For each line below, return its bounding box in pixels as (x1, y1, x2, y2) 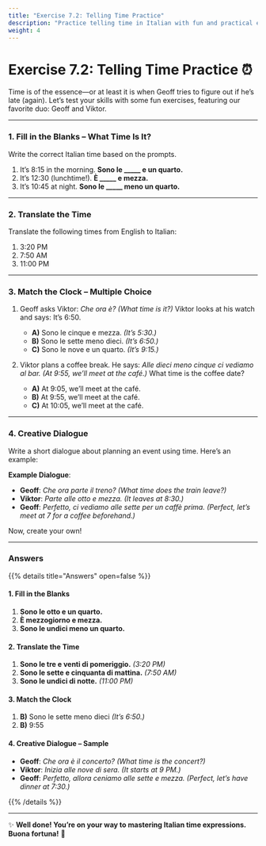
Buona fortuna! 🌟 (8, 829, 66, 838)
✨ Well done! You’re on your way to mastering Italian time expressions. (8, 820, 247, 829)
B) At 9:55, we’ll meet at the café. (31, 392, 140, 402)
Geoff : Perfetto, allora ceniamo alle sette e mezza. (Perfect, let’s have (19, 773, 249, 783)
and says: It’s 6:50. (19, 312, 82, 322)
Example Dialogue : (8, 469, 71, 480)
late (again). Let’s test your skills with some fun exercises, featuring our (8, 96, 241, 105)
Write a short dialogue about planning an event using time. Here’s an (8, 446, 231, 456)
